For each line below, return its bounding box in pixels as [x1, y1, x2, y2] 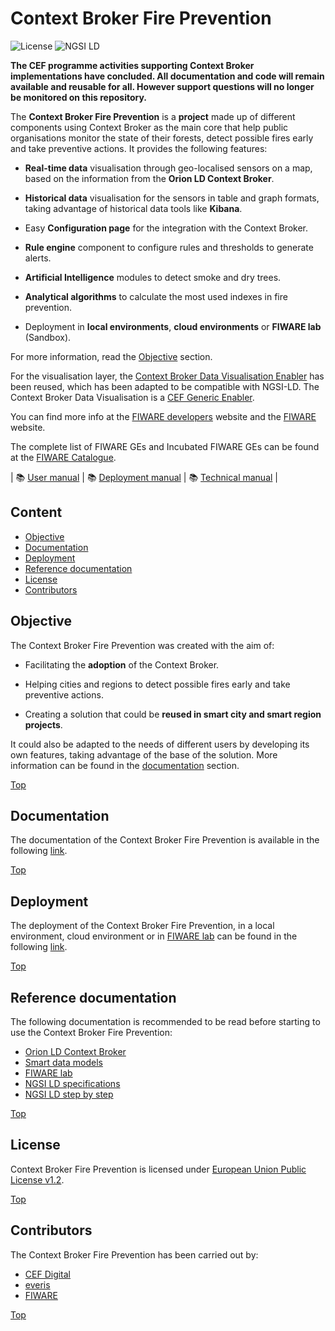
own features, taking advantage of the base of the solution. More [10, 748, 278, 761]
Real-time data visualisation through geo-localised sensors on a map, [24, 162, 313, 174]
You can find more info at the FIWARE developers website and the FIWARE [10, 410, 317, 422]
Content [10, 504, 63, 521]
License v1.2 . [10, 1173, 65, 1186]
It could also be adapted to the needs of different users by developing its [10, 738, 310, 750]
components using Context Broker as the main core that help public [10, 121, 289, 133]
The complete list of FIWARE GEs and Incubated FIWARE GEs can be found [10, 440, 320, 452]
